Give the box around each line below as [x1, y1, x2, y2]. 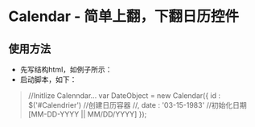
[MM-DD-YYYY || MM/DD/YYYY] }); [27, 109, 147, 119]
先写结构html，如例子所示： [19, 65, 113, 74]
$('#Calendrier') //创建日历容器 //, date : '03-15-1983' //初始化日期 [27, 100, 247, 109]
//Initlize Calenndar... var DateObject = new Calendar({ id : [27, 91, 221, 100]
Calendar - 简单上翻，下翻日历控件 [8, 7, 240, 26]
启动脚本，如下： [19, 75, 77, 84]
